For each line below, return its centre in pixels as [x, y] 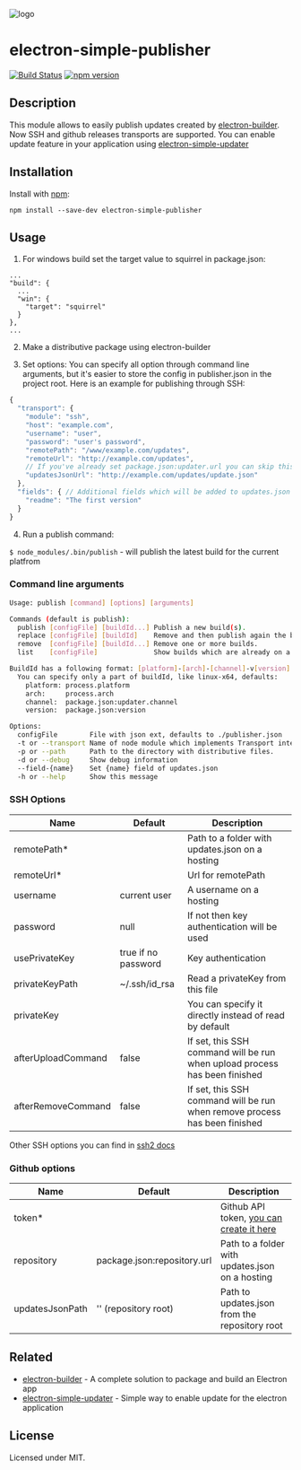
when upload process [233, 1063]
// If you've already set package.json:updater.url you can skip [150, 467]
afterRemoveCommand [63, 1106]
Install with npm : [39, 194]
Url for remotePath [226, 875]
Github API [243, 1207]
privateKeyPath [46, 984]
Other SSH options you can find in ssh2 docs [92, 1145]
